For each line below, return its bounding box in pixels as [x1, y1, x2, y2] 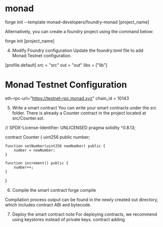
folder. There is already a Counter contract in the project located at [12, 110, 146, 116]
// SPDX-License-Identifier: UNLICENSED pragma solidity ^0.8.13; [5, 124, 136, 130]
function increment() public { [5, 161, 69, 165]
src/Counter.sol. [12, 115, 45, 121]
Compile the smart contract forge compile [12, 187, 96, 193]
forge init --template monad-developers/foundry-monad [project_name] [5, 19, 149, 25]
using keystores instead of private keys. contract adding [12, 216, 125, 222]
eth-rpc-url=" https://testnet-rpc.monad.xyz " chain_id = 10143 [5, 95, 129, 101]
